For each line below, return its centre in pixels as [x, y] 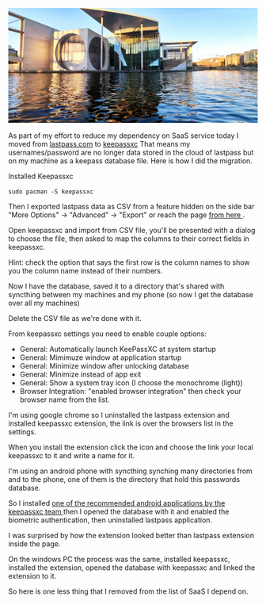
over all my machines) [44, 303]
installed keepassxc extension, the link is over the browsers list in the [121, 423]
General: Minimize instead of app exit [80, 375]
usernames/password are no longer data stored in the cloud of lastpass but [131, 153]
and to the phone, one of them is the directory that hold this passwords [124, 480]
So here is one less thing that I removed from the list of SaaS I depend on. [128, 591]
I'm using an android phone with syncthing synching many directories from [131, 471]
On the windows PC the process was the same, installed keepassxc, [120, 560]
